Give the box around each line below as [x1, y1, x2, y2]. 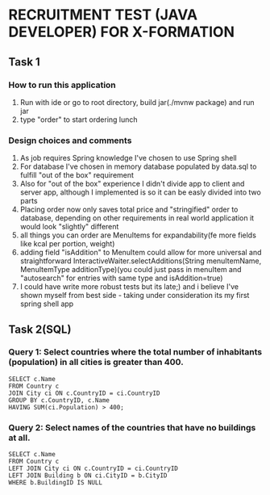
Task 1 [8, 55, 40, 69]
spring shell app [19, 299, 74, 308]
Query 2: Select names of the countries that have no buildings [8, 422, 256, 433]
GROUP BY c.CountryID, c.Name [8, 396, 110, 405]
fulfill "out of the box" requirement [19, 170, 135, 180]
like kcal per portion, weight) [19, 239, 115, 249]
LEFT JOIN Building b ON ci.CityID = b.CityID [8, 472, 168, 480]
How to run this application [8, 79, 117, 90]
